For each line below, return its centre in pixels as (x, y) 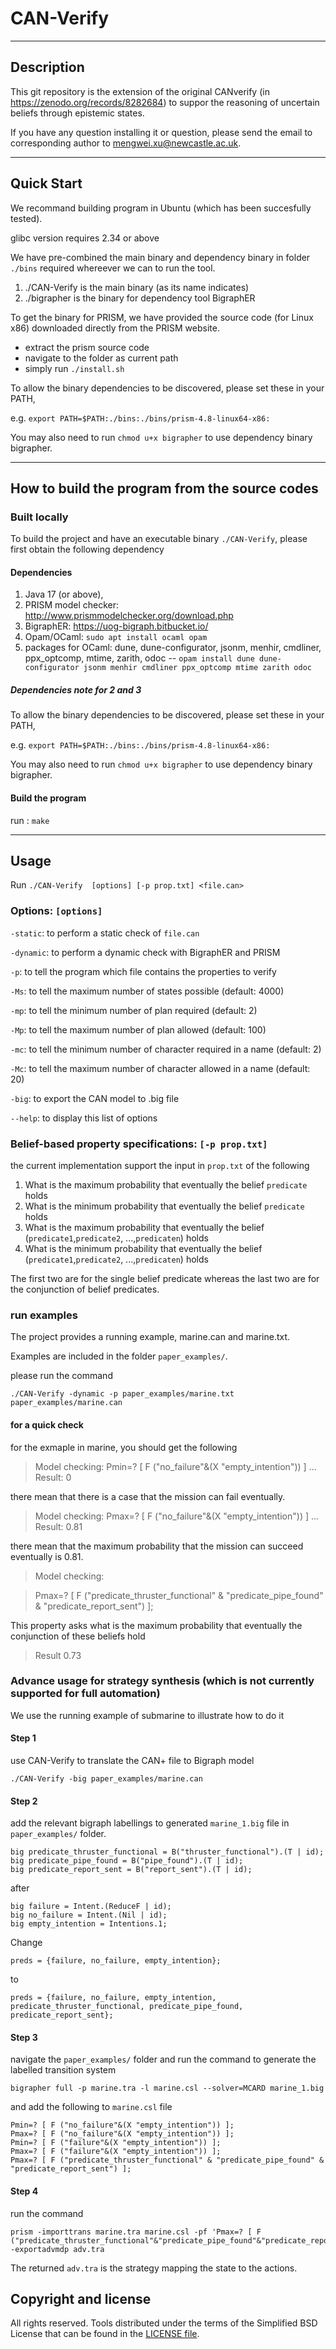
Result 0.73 (58, 1655)
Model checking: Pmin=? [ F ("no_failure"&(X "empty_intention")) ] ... (175, 1466)
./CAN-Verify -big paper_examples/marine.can (106, 1779)
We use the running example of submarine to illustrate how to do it (147, 1715)
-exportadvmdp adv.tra (57, 2249)
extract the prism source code (87, 347)
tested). (26, 218)
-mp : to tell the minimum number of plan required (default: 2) (134, 1010)
